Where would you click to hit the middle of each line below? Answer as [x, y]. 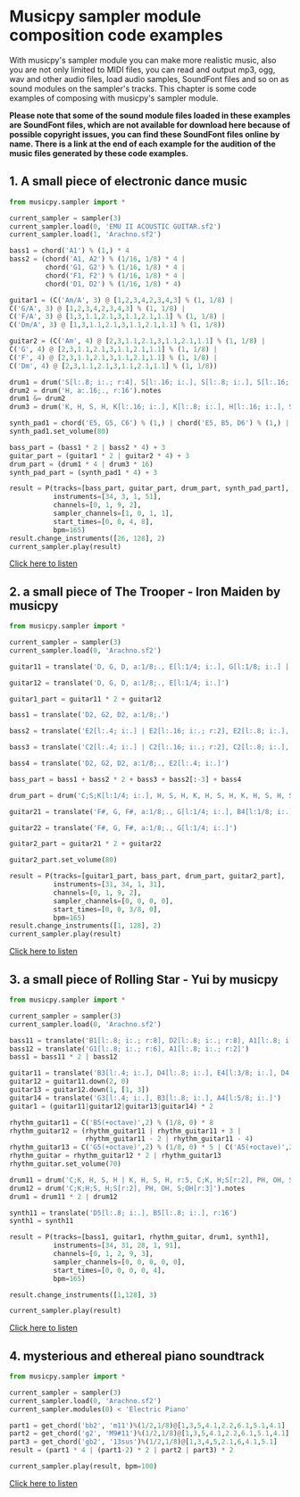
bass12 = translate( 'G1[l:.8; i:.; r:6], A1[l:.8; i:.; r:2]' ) [129, 1049]
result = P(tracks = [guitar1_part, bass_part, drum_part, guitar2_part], [147, 877]
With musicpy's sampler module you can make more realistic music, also [143, 60]
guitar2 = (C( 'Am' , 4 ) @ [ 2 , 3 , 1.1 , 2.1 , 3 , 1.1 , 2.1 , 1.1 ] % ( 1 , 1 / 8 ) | [137, 341]
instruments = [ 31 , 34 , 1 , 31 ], [109, 885]
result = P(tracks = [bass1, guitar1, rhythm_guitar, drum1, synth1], [139, 1237]
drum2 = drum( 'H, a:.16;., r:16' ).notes [86, 390]
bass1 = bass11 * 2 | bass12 [63, 1057]
